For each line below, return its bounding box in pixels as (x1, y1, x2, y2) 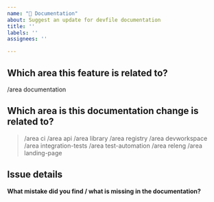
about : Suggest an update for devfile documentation (7, 16, 161, 23)
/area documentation (7, 85, 67, 93)
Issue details (7, 169, 63, 181)
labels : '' (7, 29, 38, 36)
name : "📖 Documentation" (7, 10, 78, 17)
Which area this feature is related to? (7, 67, 168, 79)
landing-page (23, 148, 62, 157)
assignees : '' (7, 36, 48, 43)
